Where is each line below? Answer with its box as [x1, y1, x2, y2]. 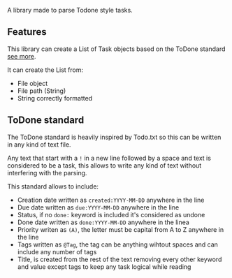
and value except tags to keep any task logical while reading [17, 262, 191, 271]
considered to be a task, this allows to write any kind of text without [7, 161, 202, 170]
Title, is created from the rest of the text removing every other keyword [17, 255, 222, 263]
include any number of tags [17, 247, 97, 256]
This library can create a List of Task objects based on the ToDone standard [7, 45, 226, 53]
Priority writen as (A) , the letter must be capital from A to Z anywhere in [17, 225, 224, 233]
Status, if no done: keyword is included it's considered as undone [17, 210, 205, 219]
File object [17, 79, 48, 87]
